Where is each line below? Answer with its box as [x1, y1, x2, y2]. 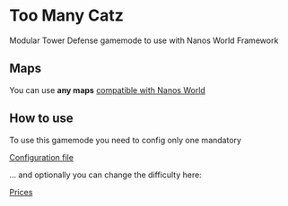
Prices [9, 186, 33, 197]
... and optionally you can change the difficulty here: [9, 169, 202, 180]
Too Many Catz [9, 5, 124, 26]
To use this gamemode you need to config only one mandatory [9, 134, 242, 145]
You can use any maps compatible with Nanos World [9, 84, 206, 95]
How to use [9, 111, 74, 126]
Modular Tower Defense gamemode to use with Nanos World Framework [9, 35, 279, 46]
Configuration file [9, 151, 74, 162]
